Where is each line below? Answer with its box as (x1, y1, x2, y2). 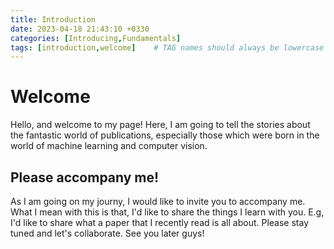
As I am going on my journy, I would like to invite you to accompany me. (10, 196, 306, 207)
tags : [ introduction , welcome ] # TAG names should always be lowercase (10, 42, 325, 53)
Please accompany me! (10, 169, 160, 186)
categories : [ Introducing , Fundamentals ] (10, 33, 182, 43)
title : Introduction (10, 14, 97, 25)
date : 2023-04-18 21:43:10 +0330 (10, 24, 150, 34)
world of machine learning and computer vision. (10, 140, 208, 152)
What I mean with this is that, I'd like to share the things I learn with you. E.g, (10, 206, 325, 218)
